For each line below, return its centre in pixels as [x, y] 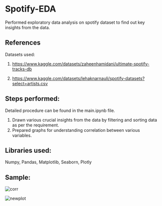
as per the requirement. [35, 125]
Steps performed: [32, 99]
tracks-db [22, 69]
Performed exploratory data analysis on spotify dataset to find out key [75, 22]
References [23, 43]
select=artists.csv [30, 83]
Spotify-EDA [31, 9]
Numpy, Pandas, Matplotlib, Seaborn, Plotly [49, 162]
